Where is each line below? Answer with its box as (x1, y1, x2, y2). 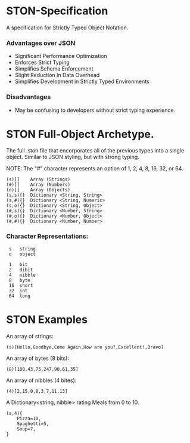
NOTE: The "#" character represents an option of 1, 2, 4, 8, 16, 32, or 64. (6, 165, 183, 172)
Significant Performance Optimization (14, 53, 107, 60)
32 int (8, 288, 28, 294)
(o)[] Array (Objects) (6, 187, 70, 193)
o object (8, 251, 36, 257)
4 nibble (8, 272, 36, 278)
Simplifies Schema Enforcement (14, 65, 94, 72)
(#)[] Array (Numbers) (6, 182, 70, 188)
